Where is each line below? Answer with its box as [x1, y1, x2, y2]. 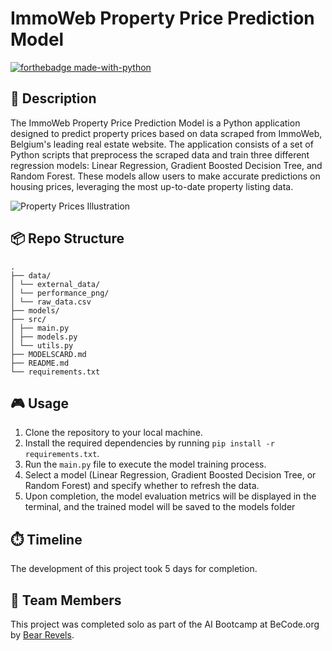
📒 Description [10, 90, 97, 107]
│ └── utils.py [10, 340, 74, 351]
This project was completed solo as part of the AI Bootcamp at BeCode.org [10, 618, 320, 630]
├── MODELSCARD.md [10, 349, 87, 359]
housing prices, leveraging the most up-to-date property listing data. [10, 180, 294, 192]
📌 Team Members [10, 592, 122, 609]
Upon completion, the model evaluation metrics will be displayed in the [24, 490, 317, 502]
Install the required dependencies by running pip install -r [24, 437, 275, 449]
